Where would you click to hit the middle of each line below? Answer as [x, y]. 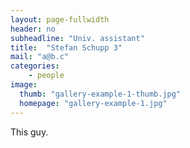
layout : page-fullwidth [60, 19]
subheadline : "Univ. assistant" [77, 38]
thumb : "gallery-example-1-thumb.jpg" [100, 94]
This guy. [29, 132]
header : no [33, 29]
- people [46, 76]
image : [24, 85]
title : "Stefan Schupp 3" [66, 47]
